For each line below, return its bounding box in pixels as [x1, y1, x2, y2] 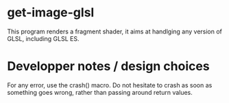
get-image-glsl [7, 5, 95, 20]
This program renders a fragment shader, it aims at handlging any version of [7, 27, 223, 35]
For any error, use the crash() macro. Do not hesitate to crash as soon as [7, 80, 213, 89]
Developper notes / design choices [7, 59, 210, 74]
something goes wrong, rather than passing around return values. [7, 88, 193, 96]
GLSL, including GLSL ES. [7, 34, 80, 42]
